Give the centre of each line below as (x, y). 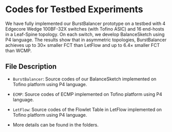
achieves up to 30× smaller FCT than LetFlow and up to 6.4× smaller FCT (83, 45)
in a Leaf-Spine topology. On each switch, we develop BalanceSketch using (85, 34)
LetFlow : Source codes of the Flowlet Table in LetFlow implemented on (87, 109)
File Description (31, 67)
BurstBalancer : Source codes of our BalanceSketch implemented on (84, 79)
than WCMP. (19, 50)
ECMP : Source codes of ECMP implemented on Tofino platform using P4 (87, 94)
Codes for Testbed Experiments (74, 9)
